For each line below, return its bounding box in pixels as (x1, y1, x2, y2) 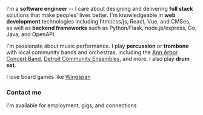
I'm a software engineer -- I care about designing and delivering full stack (6, 5, 193, 12)
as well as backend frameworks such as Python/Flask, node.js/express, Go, (6, 24, 197, 31)
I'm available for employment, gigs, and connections (6, 102, 137, 109)
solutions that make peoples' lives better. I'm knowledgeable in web (6, 11, 176, 19)
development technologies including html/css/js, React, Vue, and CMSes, (6, 18, 191, 25)
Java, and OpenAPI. (6, 31, 56, 38)
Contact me (6, 88, 42, 96)
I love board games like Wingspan (6, 73, 91, 80)
